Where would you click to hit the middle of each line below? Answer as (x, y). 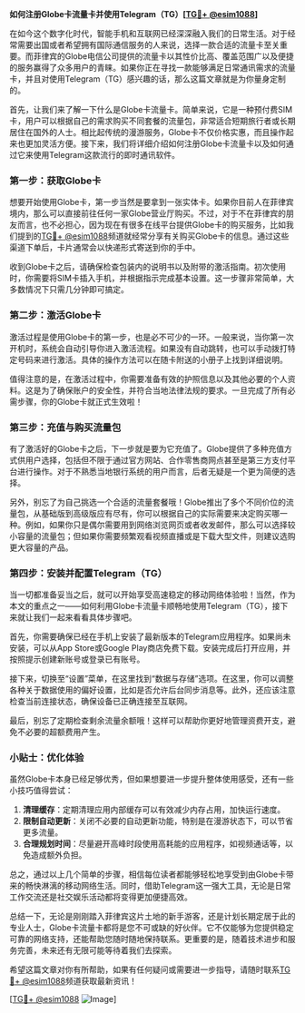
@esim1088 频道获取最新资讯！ (80, 981)
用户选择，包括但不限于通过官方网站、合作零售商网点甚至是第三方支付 (156, 460)
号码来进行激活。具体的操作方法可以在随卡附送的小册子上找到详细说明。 (152, 359)
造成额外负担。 (59, 855)
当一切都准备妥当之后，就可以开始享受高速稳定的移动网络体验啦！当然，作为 (152, 595)
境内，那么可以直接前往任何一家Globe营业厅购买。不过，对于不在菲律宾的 (148, 213)
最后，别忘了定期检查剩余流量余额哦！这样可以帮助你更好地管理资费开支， (148, 721)
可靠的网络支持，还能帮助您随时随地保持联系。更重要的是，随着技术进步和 (148, 939)
